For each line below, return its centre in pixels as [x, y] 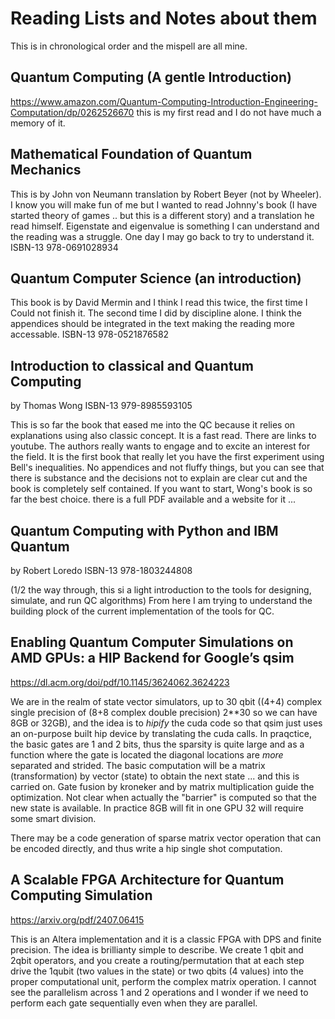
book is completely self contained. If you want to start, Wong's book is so [161, 489]
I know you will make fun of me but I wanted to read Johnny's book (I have [164, 204]
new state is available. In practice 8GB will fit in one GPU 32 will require [157, 808]
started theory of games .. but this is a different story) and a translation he [162, 215]
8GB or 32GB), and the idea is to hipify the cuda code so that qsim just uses [166, 723]
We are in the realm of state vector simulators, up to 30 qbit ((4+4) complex [166, 701]
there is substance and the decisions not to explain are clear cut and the [159, 478]
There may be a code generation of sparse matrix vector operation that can [166, 838]
